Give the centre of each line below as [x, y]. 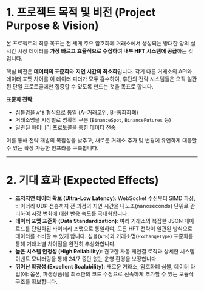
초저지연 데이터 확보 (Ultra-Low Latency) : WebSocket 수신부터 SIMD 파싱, [105, 198]
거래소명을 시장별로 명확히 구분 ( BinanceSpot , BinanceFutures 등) [93, 119]
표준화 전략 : [20, 99]
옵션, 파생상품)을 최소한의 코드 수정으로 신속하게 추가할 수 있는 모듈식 [112, 274]
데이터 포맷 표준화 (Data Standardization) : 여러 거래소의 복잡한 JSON [99, 221]
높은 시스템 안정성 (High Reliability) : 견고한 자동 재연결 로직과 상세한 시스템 [105, 251]
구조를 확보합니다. [36, 281]
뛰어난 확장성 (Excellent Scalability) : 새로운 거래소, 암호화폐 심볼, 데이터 [102, 266]
